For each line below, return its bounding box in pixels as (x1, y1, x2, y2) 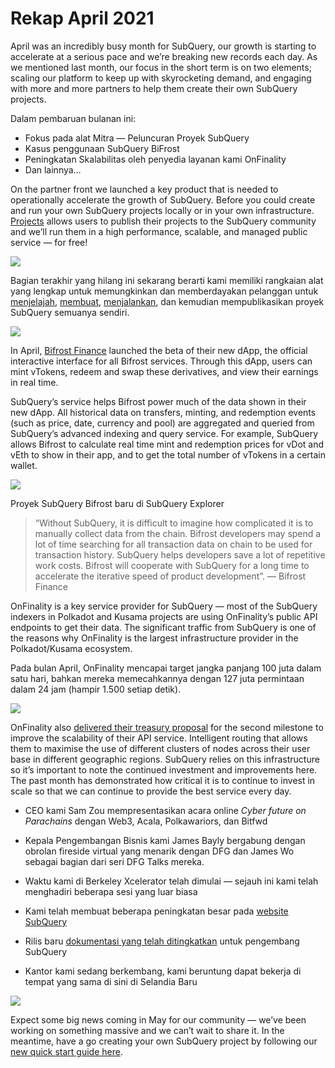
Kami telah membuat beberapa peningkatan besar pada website (24, 905, 289, 917)
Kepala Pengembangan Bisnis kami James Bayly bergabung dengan (24, 834, 306, 846)
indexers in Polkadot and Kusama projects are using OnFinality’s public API (10, 610, 318, 622)
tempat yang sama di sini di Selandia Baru (24, 975, 198, 987)
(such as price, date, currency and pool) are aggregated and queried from (10, 417, 315, 429)
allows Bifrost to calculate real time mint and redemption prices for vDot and (10, 438, 325, 450)
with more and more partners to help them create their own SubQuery (10, 82, 298, 94)
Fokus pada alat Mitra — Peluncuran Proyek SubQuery (24, 132, 250, 144)
